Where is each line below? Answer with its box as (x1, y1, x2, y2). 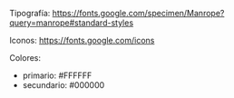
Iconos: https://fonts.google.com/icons (9, 35, 155, 45)
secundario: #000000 (22, 80, 105, 90)
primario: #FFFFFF (22, 70, 93, 81)
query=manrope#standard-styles (9, 17, 134, 28)
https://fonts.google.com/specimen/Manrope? (52, 8, 225, 18)
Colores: (9, 53, 42, 63)
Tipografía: (9, 8, 51, 18)
